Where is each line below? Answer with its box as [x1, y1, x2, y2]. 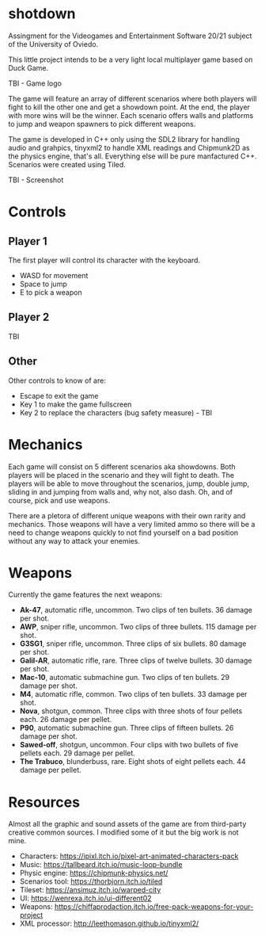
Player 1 [8, 235, 47, 248]
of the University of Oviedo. [8, 39, 99, 48]
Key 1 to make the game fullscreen [19, 399, 132, 409]
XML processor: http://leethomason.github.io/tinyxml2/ [19, 919, 199, 928]
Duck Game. [8, 63, 49, 72]
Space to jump [19, 279, 67, 288]
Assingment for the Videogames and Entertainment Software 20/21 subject [8, 31, 252, 40]
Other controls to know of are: [8, 376, 107, 385]
